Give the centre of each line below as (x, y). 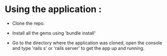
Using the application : (53, 9)
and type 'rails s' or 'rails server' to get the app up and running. (78, 48)
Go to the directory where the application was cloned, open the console (87, 43)
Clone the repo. (28, 23)
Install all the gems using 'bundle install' (54, 33)
